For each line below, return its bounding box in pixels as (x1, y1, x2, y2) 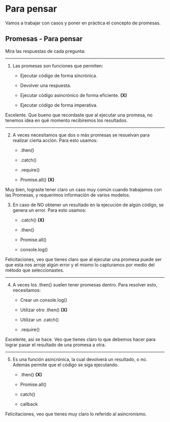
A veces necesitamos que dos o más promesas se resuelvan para (12, 132, 150, 138)
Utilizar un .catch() (20, 316, 59, 322)
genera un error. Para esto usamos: (12, 207, 87, 213)
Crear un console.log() (20, 297, 67, 303)
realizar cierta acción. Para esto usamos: (12, 137, 98, 143)
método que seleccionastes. (5, 267, 64, 273)
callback (20, 401, 38, 407)
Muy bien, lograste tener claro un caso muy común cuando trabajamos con (5, 186, 162, 192)
